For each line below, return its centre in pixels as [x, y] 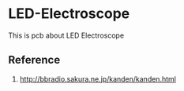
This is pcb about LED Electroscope [66, 35]
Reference [34, 60]
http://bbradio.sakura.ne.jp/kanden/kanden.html [98, 78]
